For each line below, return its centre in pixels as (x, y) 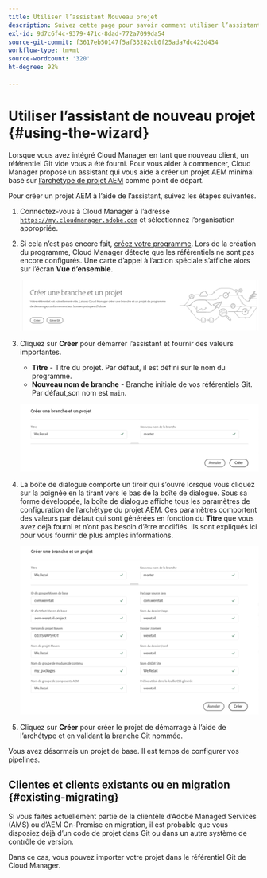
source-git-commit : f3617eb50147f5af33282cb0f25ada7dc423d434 (113, 42)
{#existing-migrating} (64, 797)
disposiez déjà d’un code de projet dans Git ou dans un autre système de (128, 833)
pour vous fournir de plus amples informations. (96, 535)
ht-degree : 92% (33, 68)
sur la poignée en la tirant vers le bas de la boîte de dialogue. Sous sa (133, 493)
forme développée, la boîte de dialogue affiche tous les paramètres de (135, 501)
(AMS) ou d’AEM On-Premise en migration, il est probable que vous (118, 825)
